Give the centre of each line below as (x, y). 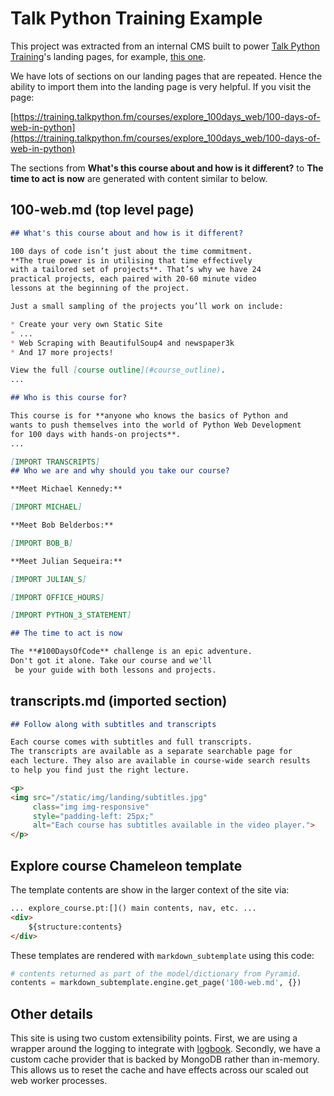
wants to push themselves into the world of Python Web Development (156, 425)
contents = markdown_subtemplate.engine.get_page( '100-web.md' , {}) (156, 983)
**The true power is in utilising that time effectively (131, 260)
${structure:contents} (75, 927)
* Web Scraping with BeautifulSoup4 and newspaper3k (122, 343)
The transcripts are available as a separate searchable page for (151, 752)
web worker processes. (59, 1081)
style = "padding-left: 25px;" (93, 816)
